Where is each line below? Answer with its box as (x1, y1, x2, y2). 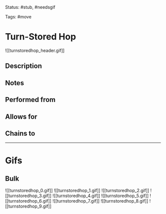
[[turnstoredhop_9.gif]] (5, 203, 52, 210)
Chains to (5, 129, 36, 138)
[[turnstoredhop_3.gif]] (5, 193, 52, 199)
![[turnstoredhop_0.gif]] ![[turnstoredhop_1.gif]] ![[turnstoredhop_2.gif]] (5, 188, 150, 194)
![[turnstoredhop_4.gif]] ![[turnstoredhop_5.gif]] (52, 193, 149, 199)
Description (5, 62, 42, 70)
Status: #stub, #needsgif (5, 4, 55, 10)
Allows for (5, 112, 38, 121)
